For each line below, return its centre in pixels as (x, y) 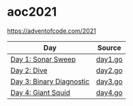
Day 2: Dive (29, 70)
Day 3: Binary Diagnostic (50, 81)
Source (109, 47)
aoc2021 (32, 12)
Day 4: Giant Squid (40, 92)
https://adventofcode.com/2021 (52, 31)
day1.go (109, 59)
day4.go (109, 92)
